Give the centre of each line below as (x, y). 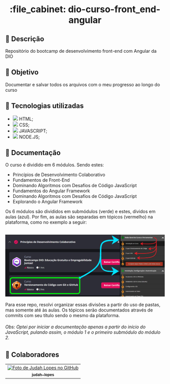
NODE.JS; (29, 137)
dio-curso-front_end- (114, 9)
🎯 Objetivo (22, 72)
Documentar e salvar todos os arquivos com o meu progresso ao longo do (83, 84)
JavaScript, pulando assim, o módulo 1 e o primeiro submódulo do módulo (83, 332)
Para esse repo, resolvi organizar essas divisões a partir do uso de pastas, (83, 304)
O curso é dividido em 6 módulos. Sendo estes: (55, 165)
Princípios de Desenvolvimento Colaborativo (59, 175)
